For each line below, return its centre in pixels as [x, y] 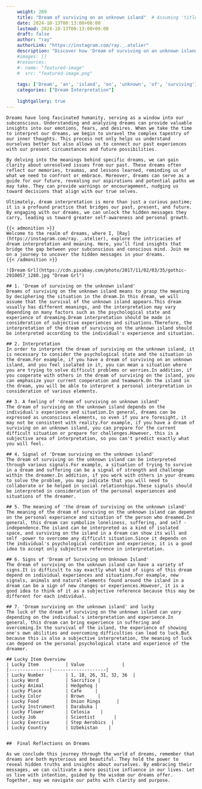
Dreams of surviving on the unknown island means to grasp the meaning [98, 291]
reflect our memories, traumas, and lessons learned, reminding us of [96, 170]
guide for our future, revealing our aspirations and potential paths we [101, 181]
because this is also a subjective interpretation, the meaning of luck [99, 638]
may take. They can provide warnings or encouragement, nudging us [93, 186]
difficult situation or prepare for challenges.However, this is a [93, 433]
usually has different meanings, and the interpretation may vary [91, 307]
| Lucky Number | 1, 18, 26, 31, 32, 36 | [71, 675]
